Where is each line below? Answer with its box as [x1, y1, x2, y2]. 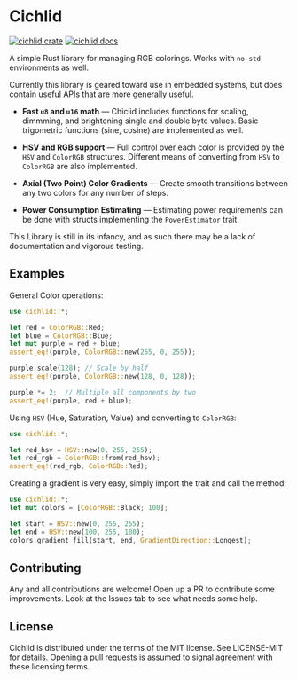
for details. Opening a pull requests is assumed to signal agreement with [9, 652, 273, 662]
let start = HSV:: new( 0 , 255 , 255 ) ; [9, 519, 145, 528]
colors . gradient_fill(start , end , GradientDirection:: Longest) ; [9, 536, 252, 544]
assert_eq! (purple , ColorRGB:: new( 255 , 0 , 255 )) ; [9, 348, 197, 356]
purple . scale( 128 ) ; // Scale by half [9, 364, 149, 373]
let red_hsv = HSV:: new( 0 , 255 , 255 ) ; [9, 445, 152, 454]
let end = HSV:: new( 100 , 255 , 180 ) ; [9, 528, 145, 536]
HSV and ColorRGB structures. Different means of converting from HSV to [21, 151, 281, 161]
